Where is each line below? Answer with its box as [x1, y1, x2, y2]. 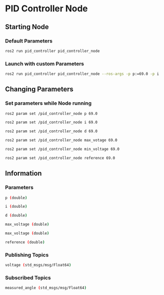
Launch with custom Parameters [5, 60, 84, 67]
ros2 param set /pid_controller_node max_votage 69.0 [5, 138, 118, 143]
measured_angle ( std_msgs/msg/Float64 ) [5, 286, 87, 291]
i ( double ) [5, 204, 27, 209]
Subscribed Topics [5, 274, 51, 281]
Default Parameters [5, 37, 53, 44]
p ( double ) [5, 195, 27, 200]
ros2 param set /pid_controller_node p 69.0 [5, 111, 98, 116]
